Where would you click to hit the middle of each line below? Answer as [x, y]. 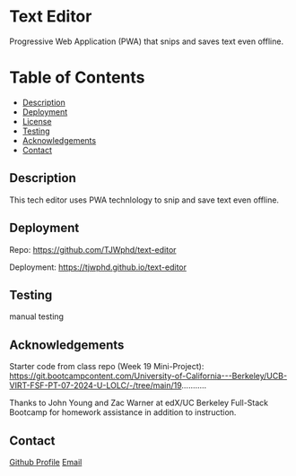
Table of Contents [77, 78]
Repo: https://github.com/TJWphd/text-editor [93, 249]
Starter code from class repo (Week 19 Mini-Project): [107, 367]
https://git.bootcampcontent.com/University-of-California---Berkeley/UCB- [148, 376]
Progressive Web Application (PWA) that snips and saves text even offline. [147, 41]
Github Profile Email [46, 462]
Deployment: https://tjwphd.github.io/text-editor [98, 267]
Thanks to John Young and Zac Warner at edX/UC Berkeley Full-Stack [139, 403]
